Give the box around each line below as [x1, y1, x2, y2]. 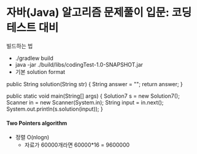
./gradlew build [15, 54, 54, 62]
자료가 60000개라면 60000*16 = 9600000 [24, 141, 130, 148]
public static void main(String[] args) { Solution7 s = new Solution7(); [6, 92, 180, 100]
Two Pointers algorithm [6, 119, 68, 127]
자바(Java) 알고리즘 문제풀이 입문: [6, 5, 170, 20]
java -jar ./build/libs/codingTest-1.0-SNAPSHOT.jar [15, 61, 143, 68]
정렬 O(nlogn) [15, 134, 50, 141]
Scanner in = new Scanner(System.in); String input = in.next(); [6, 98, 164, 106]
